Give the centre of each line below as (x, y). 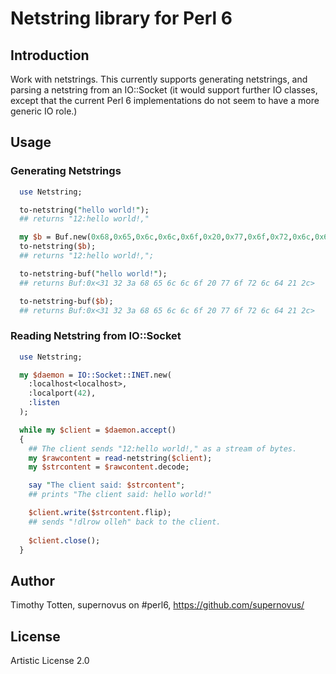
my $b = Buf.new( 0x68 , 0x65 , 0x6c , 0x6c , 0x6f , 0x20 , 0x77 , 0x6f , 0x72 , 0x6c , (167, 237)
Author (32, 580)
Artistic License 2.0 (50, 661)
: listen (44, 403)
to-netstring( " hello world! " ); (84, 210)
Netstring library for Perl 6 (121, 18)
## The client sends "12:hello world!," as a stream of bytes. (163, 448)
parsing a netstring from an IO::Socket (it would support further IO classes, (164, 90)
